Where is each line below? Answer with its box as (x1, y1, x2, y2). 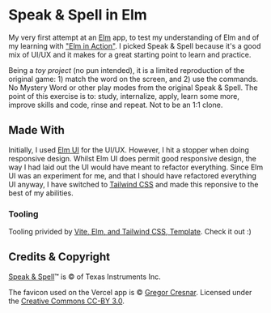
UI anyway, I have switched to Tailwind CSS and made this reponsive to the (8, 179, 259, 189)
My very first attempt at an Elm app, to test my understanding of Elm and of (8, 32, 260, 42)
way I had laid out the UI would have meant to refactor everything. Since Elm (8, 162, 264, 172)
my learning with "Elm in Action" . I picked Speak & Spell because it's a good (8, 41, 261, 50)
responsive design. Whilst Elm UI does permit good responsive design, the (8, 153, 256, 163)
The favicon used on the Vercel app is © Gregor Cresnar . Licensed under (8, 287, 252, 297)
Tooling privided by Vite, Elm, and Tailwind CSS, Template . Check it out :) (8, 227, 252, 237)
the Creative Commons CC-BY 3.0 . (8, 296, 125, 306)
